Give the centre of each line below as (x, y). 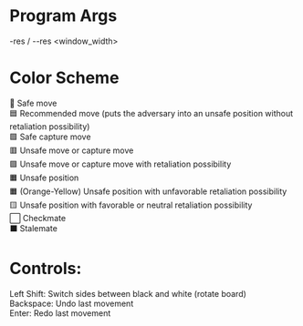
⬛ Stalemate (33, 228)
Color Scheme (64, 78)
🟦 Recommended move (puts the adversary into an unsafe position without (151, 113)
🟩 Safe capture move (50, 137)
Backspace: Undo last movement (72, 303)
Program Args (63, 16)
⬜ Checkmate (38, 218)
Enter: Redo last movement (60, 313)
